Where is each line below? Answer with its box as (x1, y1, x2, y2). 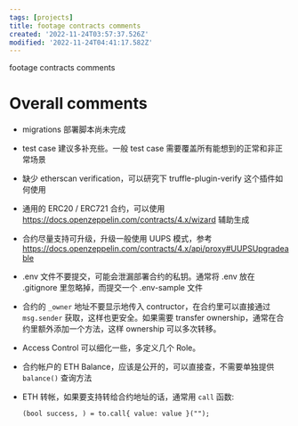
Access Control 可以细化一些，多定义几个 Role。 (21, 342, 201, 353)
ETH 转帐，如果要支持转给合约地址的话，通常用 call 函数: (21, 391, 235, 402)
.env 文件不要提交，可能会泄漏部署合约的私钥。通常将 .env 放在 (21, 271, 255, 282)
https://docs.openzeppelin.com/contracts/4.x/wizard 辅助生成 (21, 215, 250, 225)
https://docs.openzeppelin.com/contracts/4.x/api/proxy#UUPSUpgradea (21, 243, 289, 254)
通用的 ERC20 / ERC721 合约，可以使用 (21, 203, 165, 214)
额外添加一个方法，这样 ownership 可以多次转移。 (37, 324, 221, 334)
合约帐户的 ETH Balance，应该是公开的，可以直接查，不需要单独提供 (21, 362, 275, 373)
